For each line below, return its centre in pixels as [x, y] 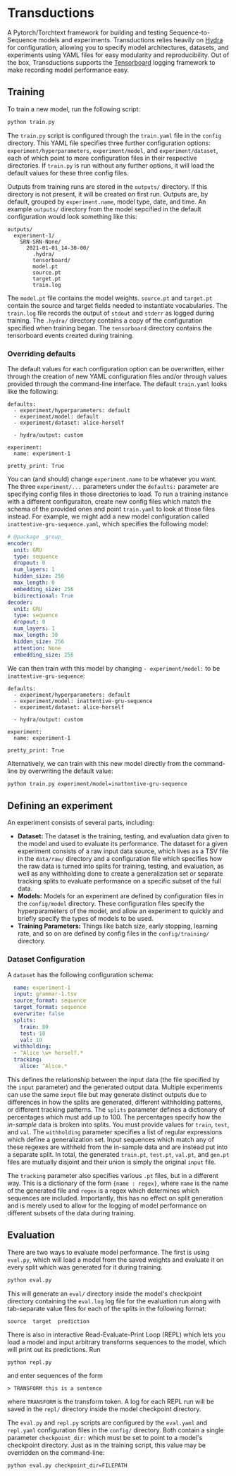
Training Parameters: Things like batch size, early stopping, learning [118, 926]
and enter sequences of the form [55, 1376]
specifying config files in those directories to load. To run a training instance [118, 494]
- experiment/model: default [56, 416]
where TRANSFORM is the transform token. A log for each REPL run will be [111, 1402]
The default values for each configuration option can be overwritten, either [116, 368]
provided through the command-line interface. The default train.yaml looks [117, 384]
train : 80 [35, 1027]
